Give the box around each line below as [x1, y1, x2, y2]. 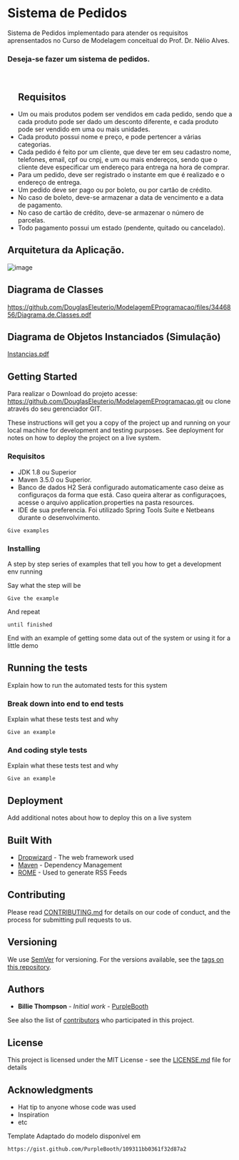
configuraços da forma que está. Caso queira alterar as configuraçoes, [17, 490, 227, 499]
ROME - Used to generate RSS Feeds [17, 868, 127, 877]
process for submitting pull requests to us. [7, 915, 132, 924]
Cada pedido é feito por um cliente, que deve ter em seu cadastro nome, [17, 148, 232, 156]
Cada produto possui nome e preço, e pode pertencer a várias [17, 133, 202, 141]
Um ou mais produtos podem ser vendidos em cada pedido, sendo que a [17, 110, 233, 118]
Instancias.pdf [7, 350, 50, 358]
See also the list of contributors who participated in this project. [7, 1016, 195, 1024]
